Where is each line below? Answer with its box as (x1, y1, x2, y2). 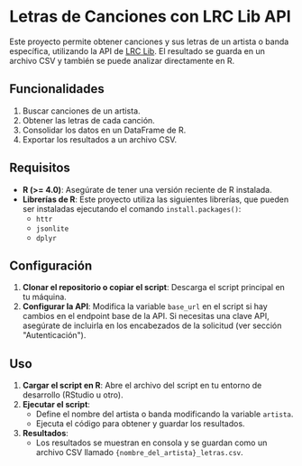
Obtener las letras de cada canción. (22, 114, 155, 125)
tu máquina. (22, 291, 68, 303)
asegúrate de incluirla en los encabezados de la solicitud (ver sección (22, 320, 282, 331)
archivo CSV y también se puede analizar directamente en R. (9, 55, 235, 66)
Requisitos (9, 160, 70, 176)
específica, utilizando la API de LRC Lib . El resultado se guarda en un (9, 45, 266, 56)
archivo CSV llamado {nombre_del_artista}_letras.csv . (35, 447, 243, 458)
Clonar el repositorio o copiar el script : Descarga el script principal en (22, 282, 286, 293)
